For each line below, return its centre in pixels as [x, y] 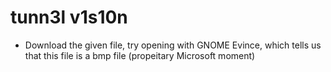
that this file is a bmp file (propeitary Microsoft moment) [140, 55]
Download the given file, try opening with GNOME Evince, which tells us [173, 45]
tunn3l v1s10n [69, 17]
